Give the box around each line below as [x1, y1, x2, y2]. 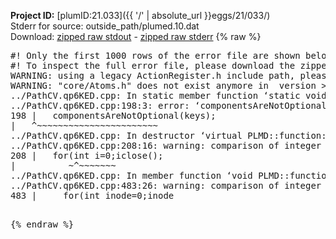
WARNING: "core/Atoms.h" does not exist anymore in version [10, 80, 317, 91]
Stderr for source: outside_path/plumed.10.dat [10, 20, 200, 32]
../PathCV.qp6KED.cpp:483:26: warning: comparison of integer [10, 180, 322, 191]
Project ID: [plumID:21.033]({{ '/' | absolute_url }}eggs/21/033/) [10, 10, 271, 21]
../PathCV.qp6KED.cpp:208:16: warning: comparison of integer [10, 140, 322, 151]
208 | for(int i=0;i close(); [10, 150, 164, 161]
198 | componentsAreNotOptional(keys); [10, 110, 217, 121]
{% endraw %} [10, 219, 75, 230]
